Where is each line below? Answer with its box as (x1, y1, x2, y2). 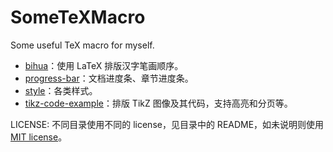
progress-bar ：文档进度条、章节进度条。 (24, 72, 194, 84)
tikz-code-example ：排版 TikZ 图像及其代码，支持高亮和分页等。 (24, 97, 293, 109)
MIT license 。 (10, 131, 68, 143)
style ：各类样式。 (24, 84, 98, 96)
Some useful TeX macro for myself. (10, 39, 155, 51)
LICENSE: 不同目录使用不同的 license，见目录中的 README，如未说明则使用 (10, 118, 325, 130)
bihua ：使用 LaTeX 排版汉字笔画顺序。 (24, 59, 184, 71)
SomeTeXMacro (10, 6, 146, 29)
